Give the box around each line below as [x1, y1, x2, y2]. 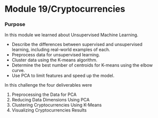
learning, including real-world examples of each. [11, 47, 110, 52]
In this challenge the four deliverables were [4, 82, 92, 88]
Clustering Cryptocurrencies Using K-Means [11, 102, 102, 108]
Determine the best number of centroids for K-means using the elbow [11, 62, 153, 68]
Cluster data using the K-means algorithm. [11, 57, 98, 63]
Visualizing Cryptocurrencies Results [11, 107, 87, 113]
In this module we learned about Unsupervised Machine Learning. [4, 32, 139, 38]
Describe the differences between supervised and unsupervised [11, 42, 143, 47]
